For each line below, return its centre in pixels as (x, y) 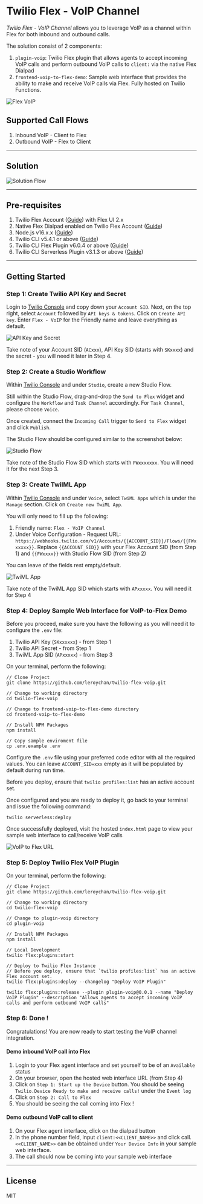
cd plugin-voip (25, 924)
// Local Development (34, 950)
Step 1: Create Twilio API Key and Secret (66, 294)
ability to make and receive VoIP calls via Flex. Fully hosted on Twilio (100, 83)
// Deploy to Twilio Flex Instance (51, 966)
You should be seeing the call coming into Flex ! (74, 1103)
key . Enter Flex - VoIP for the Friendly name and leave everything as (92, 320)
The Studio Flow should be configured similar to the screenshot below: (94, 439)
